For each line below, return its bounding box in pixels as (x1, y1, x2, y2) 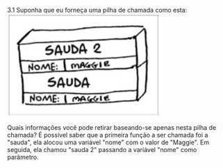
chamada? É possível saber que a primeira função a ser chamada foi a (7, 131, 208, 139)
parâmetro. (7, 153, 40, 161)
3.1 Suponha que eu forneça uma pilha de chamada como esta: (7, 6, 188, 14)
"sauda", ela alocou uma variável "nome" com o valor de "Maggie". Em (7, 138, 210, 146)
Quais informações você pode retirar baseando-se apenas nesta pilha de (7, 124, 217, 131)
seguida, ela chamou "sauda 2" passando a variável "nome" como (7, 146, 197, 153)
